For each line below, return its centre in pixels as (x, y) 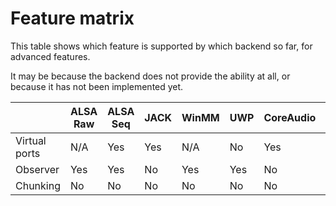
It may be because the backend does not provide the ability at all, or (150, 76)
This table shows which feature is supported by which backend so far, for (161, 46)
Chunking (38, 185)
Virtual (31, 140)
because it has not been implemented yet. (97, 86)
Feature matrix (72, 18)
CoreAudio (290, 117)
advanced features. (50, 56)
